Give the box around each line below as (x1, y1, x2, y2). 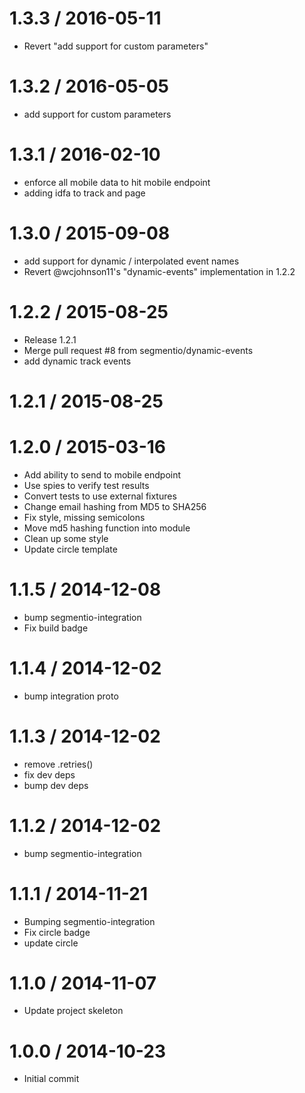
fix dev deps (23, 768, 76, 781)
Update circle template (23, 543, 118, 555)
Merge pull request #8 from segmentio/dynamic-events (23, 344, 254, 356)
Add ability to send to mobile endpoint (23, 468, 182, 481)
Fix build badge (23, 622, 89, 634)
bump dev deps (23, 779, 89, 791)
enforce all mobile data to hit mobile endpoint (23, 176, 211, 188)
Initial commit (23, 1073, 80, 1085)
